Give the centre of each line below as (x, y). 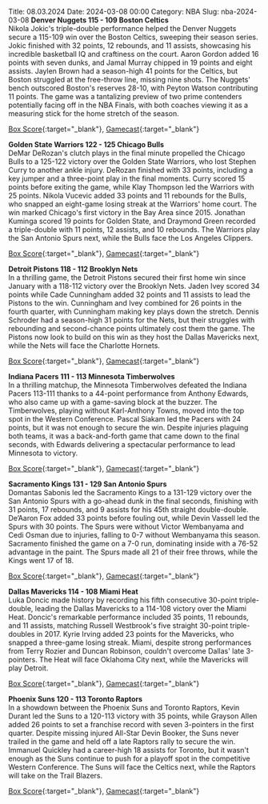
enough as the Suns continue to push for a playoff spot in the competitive (129, 758)
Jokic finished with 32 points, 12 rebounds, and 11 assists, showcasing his (130, 46)
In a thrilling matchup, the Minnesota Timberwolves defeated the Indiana (128, 385)
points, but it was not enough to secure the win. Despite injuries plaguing (128, 428)
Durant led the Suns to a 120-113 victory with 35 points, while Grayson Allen (133, 716)
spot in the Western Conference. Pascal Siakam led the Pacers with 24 (125, 419)
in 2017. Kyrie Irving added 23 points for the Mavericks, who (135, 634)
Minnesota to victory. (43, 453)
